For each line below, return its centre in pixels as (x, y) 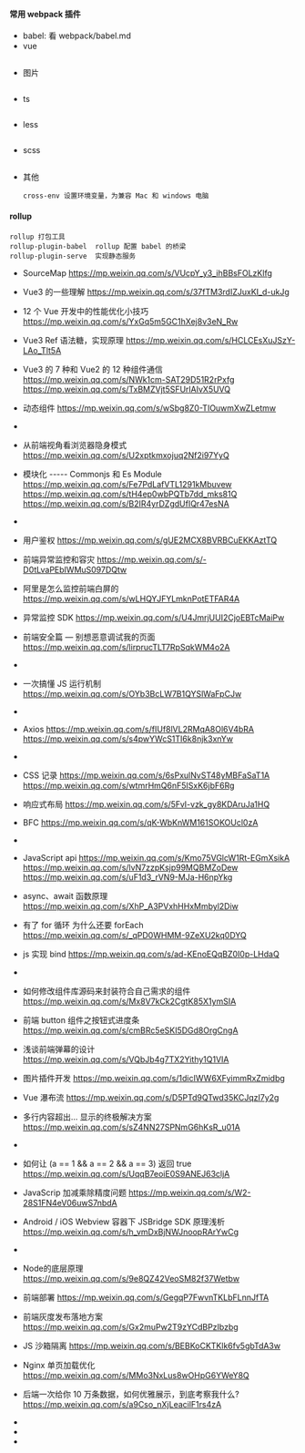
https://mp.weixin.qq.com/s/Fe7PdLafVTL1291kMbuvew (127, 485)
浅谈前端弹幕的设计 (59, 1049)
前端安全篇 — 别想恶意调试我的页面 (89, 637)
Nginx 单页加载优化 (59, 1366)
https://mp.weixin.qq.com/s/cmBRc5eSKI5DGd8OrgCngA (130, 1030)
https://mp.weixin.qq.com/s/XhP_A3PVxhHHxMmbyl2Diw (131, 906)
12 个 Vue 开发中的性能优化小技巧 (85, 312)
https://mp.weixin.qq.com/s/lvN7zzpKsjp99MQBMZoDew (130, 868)
